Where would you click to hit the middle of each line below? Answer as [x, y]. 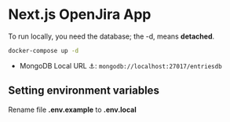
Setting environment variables [84, 91]
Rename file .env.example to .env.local [72, 109]
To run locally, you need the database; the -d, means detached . [111, 36]
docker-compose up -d [44, 50]
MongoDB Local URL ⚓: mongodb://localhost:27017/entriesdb [120, 65]
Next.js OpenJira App [80, 15]
